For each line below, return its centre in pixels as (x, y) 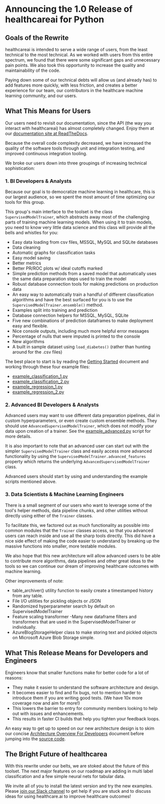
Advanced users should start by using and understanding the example (76, 477)
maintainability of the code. (33, 70)
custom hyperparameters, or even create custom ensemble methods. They (81, 421)
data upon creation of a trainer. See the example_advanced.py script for (78, 431)
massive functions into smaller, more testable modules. (61, 546)
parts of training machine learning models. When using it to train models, (79, 222)
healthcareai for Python (55, 19)
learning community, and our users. (41, 96)
